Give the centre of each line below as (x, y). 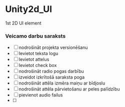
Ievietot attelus (34, 59)
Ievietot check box (38, 65)
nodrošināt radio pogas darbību (51, 71)
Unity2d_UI (29, 9)
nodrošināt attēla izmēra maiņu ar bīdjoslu (62, 83)
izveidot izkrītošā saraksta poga (52, 77)
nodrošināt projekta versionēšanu (53, 47)
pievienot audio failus (41, 95)
